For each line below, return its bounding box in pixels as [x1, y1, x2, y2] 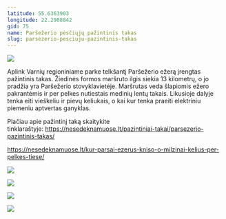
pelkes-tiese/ [7, 153, 45, 161]
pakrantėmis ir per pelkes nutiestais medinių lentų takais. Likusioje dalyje [7, 90, 214, 98]
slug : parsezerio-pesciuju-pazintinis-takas [7, 36, 137, 43]
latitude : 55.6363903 [7, 10, 70, 17]
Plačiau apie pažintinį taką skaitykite [7, 118, 110, 126]
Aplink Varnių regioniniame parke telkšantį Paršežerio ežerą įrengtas [7, 67, 201, 76]
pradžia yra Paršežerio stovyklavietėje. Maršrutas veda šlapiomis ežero [7, 82, 209, 90]
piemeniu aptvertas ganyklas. [7, 104, 91, 112]
